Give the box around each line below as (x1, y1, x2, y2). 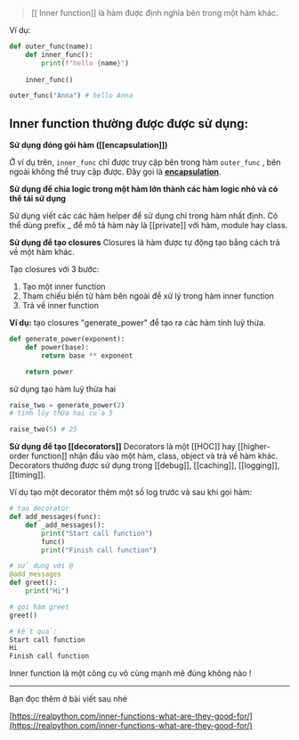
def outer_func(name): (9, 42, 93, 51)
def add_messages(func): (9, 513, 101, 522)
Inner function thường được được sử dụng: (9, 116, 249, 131)
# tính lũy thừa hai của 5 (9, 409, 114, 418)
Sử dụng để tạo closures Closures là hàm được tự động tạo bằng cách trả (9, 237, 280, 248)
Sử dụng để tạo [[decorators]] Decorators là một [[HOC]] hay (9, 441, 236, 452)
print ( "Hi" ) (25, 587, 69, 596)
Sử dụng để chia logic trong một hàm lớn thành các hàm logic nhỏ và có (9, 184, 279, 194)
